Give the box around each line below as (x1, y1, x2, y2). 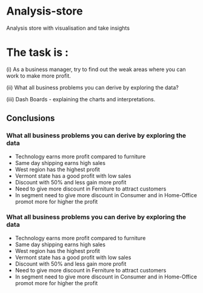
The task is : (6, 45, 68, 59)
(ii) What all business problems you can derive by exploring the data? (6, 84, 179, 91)
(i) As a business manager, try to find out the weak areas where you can (6, 66, 186, 73)
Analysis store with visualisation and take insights (6, 24, 130, 32)
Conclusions (6, 113, 55, 124)
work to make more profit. (6, 72, 72, 79)
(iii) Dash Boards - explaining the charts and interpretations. (6, 95, 156, 103)
